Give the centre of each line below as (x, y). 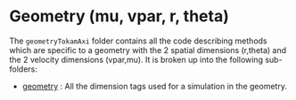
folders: (23, 69)
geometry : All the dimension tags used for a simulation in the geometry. (155, 86)
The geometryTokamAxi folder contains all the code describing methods (138, 41)
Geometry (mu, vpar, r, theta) (119, 16)
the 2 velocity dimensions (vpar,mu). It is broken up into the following (136, 59)
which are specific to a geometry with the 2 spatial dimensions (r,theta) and (148, 50)
